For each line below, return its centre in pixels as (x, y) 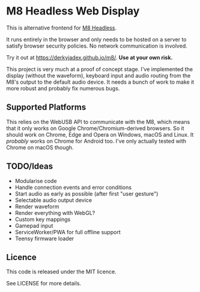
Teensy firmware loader (44, 238)
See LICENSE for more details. (44, 284)
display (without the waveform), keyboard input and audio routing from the (98, 75)
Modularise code (36, 181)
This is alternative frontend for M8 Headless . (62, 28)
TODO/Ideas (30, 166)
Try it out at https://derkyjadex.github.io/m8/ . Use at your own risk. (89, 57)
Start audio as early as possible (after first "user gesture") (86, 193)
